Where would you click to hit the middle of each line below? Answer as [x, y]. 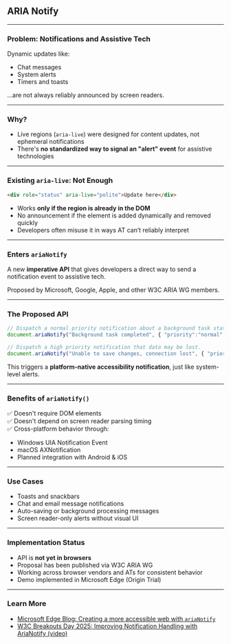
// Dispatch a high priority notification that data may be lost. [104, 347]
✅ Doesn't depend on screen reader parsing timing [79, 421]
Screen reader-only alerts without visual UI [78, 518]
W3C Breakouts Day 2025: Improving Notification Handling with [107, 626]
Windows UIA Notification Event [62, 442]
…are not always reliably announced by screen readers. [86, 95]
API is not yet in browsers [54, 557]
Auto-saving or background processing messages [88, 511]
